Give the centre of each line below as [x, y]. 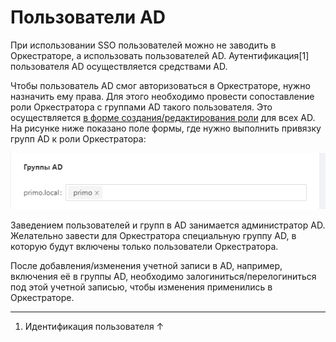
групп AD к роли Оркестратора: [78, 138]
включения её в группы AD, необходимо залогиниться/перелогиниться [163, 276]
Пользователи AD [88, 17]
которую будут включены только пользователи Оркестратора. [144, 246]
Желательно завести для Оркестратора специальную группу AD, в [153, 235]
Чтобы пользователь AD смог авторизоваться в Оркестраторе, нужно [160, 85]
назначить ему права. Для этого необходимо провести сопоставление [162, 96]
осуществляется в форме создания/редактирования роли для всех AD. [163, 117]
